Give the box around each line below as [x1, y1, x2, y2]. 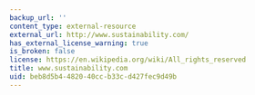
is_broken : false [9, 47, 76, 56]
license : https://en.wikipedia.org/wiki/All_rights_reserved [9, 55, 247, 64]
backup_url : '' [9, 13, 67, 23]
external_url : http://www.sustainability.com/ [9, 30, 189, 39]
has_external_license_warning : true [9, 38, 148, 48]
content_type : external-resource [9, 22, 137, 31]
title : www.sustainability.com [9, 64, 128, 73]
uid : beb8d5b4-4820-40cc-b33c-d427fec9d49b [9, 72, 178, 81]
